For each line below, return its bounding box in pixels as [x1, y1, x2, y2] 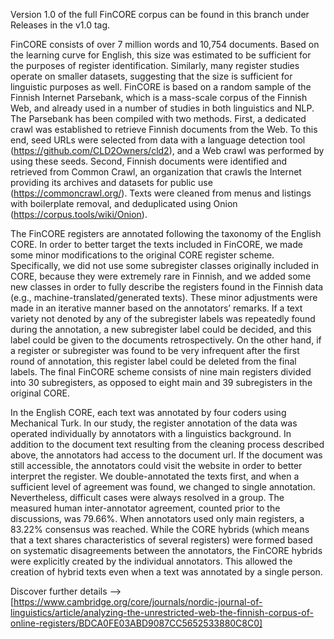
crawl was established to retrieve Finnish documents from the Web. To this [10, 124, 318, 135]
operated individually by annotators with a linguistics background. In [10, 428, 292, 439]
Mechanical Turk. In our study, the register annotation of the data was [10, 417, 298, 429]
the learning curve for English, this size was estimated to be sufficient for [10, 49, 312, 61]
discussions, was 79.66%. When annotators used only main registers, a [10, 513, 305, 524]
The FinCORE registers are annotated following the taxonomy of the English [10, 228, 322, 239]
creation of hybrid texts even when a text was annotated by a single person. [10, 566, 323, 578]
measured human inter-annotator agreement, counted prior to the [10, 502, 281, 514]
